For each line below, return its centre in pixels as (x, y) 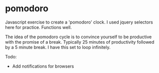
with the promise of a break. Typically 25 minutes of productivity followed (80, 42)
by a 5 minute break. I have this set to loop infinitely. (58, 47)
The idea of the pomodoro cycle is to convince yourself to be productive (78, 37)
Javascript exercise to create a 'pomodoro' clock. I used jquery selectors (79, 22)
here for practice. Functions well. (39, 27)
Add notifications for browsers (43, 66)
